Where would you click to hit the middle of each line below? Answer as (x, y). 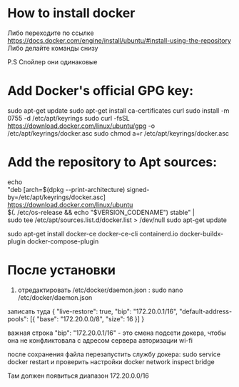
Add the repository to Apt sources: (112, 162)
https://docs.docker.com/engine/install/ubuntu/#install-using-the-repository (119, 40)
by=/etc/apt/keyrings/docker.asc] (56, 197)
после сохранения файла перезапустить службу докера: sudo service (114, 354)
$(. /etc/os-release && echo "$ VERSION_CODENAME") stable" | (101, 212)
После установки (62, 270)
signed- (138, 189)
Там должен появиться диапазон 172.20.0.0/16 (78, 376)
